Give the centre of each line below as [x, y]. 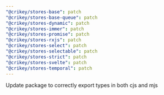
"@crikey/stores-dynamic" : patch [48, 23]
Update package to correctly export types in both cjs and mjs [82, 85]
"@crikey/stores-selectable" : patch [52, 51]
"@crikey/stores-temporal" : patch [49, 68]
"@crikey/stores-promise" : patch [48, 34]
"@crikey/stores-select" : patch [46, 46]
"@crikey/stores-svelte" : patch [46, 62]
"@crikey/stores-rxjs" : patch [44, 40]
